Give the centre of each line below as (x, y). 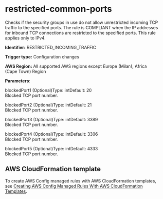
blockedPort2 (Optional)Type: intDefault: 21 (48, 105)
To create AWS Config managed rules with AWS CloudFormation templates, (81, 181)
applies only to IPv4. (26, 38)
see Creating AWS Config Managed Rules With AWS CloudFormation (74, 186)
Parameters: (18, 81)
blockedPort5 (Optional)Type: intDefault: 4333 (52, 148)
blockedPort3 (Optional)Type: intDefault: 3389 (52, 119)
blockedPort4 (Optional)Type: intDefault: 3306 (52, 134)
